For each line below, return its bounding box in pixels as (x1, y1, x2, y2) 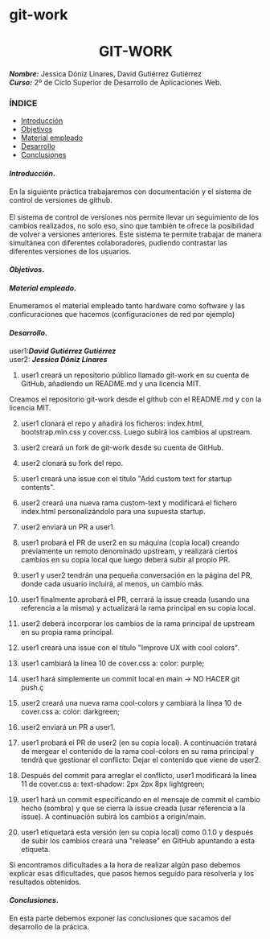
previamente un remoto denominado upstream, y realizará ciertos (20, 546, 238, 556)
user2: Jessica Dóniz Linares (9, 354, 108, 364)
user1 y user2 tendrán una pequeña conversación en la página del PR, (20, 570, 252, 580)
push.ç (20, 682, 44, 692)
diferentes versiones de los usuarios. (9, 246, 132, 256)
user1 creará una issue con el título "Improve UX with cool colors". (20, 642, 240, 653)
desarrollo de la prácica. (9, 921, 90, 931)
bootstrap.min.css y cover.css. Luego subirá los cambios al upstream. (20, 426, 252, 436)
